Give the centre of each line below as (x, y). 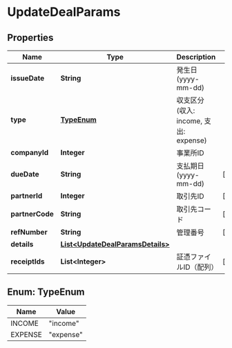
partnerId (27, 196)
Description (196, 57)
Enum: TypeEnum (46, 292)
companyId (30, 153)
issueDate (28, 78)
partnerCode (32, 214)
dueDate (25, 174)
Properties (30, 38)
